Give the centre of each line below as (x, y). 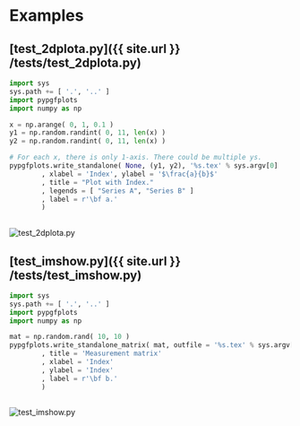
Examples (47, 16)
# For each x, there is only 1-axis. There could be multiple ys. (136, 158)
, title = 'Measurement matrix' (102, 354)
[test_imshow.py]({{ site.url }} (95, 261)
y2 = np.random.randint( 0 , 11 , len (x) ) (88, 141)
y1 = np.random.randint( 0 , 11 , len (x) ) (88, 133)
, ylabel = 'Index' (78, 370)
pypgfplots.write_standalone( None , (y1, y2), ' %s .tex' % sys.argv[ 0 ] (144, 166)
